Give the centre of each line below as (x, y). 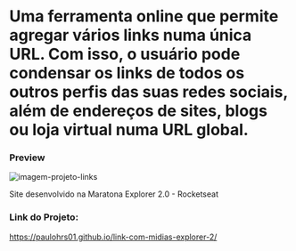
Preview (27, 158)
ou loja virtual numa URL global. (129, 130)
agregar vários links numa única (131, 35)
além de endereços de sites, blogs (138, 111)
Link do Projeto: (44, 217)
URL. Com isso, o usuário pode (125, 54)
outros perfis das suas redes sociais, (148, 92)
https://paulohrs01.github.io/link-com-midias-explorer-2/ (113, 237)
